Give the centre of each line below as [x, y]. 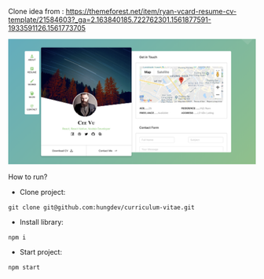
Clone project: [42, 193]
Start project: [41, 252]
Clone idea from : [36, 11]
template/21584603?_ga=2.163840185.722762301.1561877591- [110, 20]
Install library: [42, 222]
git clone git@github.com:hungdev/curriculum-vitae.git [101, 207]
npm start [24, 268]
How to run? [28, 177]
